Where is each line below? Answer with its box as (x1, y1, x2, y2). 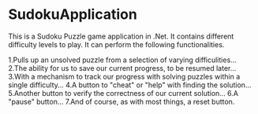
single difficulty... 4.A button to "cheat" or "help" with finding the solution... (8, 80, 252, 90)
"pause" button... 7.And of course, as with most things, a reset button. (8, 97, 235, 106)
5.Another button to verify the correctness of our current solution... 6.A (8, 88, 239, 97)
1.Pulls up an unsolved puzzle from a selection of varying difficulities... (8, 55, 237, 64)
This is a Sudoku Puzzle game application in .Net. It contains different (8, 31, 234, 41)
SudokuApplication (8, 6, 138, 24)
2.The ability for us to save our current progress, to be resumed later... (8, 63, 237, 72)
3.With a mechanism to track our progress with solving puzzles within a (8, 72, 241, 81)
